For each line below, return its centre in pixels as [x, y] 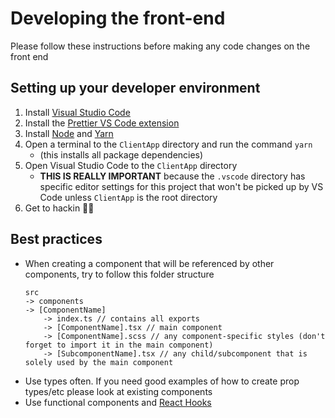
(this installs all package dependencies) [121, 154]
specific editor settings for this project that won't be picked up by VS [181, 186]
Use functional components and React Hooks [118, 402]
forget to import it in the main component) [119, 345]
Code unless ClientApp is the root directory [128, 197]
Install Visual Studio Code [77, 112]
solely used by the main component [99, 362]
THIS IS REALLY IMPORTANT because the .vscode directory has [172, 176]
